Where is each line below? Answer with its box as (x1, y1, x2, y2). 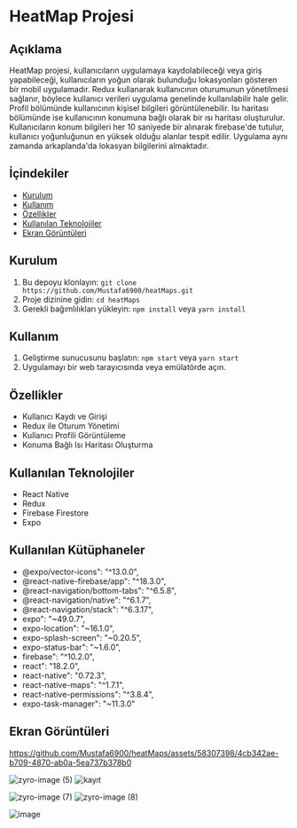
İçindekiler (9, 166, 69, 181)
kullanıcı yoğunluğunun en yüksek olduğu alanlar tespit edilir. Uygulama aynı (9, 131, 288, 141)
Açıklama (9, 42, 62, 57)
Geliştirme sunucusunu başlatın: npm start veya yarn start (21, 352, 239, 363)
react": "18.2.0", (21, 660, 81, 671)
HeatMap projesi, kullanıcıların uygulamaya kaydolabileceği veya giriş (9, 65, 262, 75)
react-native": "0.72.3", (21, 670, 106, 681)
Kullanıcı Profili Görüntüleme (21, 430, 126, 441)
